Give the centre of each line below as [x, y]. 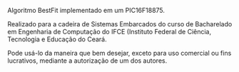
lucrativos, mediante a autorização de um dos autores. [87, 61]
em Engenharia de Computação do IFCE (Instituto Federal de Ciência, [110, 32]
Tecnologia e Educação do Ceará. [57, 39]
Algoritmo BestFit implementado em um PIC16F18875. [86, 10]
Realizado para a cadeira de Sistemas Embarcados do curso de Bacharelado [120, 24]
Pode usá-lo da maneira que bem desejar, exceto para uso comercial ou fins [119, 53]
